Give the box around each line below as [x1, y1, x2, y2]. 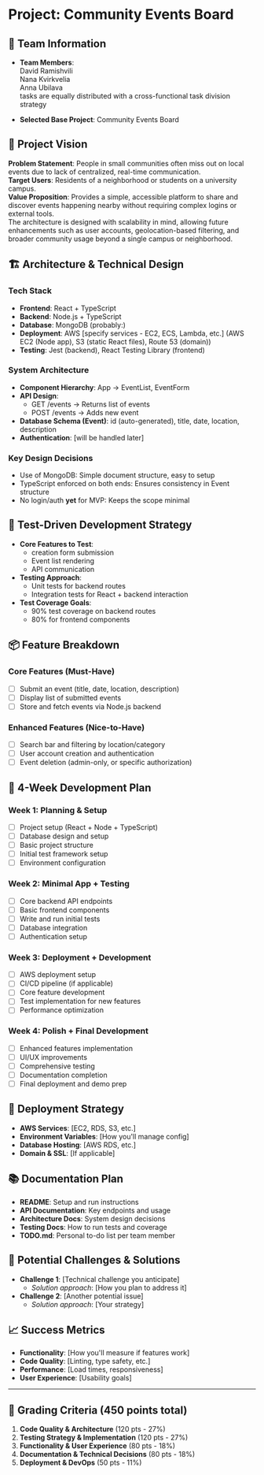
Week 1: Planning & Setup [8, 804, 108, 816]
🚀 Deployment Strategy [8, 1102, 124, 1116]
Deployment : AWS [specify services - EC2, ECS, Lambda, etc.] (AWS [19, 329, 245, 338]
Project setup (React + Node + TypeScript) [19, 822, 159, 832]
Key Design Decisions [8, 452, 93, 463]
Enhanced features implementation [19, 1043, 134, 1053]
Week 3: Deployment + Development [8, 952, 152, 963]
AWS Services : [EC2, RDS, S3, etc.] [19, 1123, 136, 1132]
